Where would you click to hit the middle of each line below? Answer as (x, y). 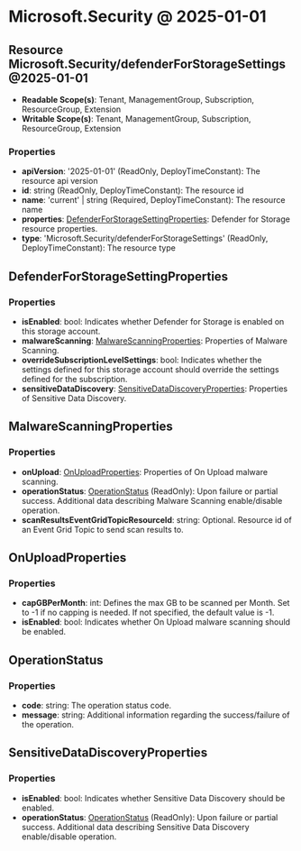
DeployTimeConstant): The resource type (99, 248)
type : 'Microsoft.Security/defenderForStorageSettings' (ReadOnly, (145, 238)
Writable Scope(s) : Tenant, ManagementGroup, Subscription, (136, 119)
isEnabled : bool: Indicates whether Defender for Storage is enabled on (153, 321)
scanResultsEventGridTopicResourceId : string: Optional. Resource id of (156, 519)
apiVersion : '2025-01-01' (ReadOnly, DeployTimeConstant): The (141, 171)
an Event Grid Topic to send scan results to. (102, 529)
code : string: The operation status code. (96, 706)
